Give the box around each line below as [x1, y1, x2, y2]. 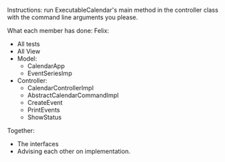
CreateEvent [27, 99, 63, 106]
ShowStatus [27, 113, 62, 121]
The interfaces [17, 140, 59, 148]
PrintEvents [27, 106, 61, 114]
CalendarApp [27, 62, 65, 70]
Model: [17, 54, 37, 63]
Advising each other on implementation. [17, 148, 131, 155]
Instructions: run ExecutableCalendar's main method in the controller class [7, 6, 219, 14]
